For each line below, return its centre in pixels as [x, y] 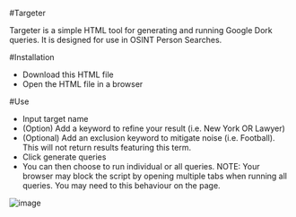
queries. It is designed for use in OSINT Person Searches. [116, 40]
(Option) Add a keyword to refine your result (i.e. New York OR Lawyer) [153, 128]
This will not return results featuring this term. [106, 148]
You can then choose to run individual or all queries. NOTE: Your [141, 166]
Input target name [55, 119]
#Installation [32, 57]
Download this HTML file [68, 74]
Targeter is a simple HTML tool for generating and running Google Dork [141, 30]
